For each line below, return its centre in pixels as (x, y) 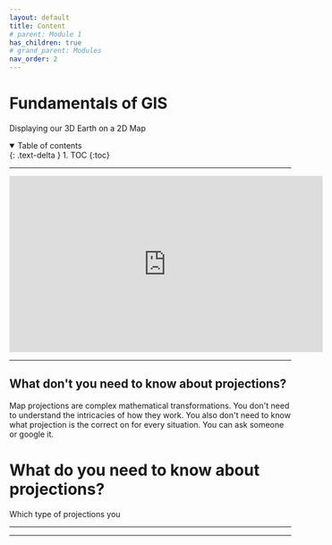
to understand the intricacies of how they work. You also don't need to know (150, 415)
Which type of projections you (65, 514)
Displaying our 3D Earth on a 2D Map (77, 128)
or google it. (32, 434)
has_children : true (46, 43)
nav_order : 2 (34, 59)
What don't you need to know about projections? (148, 384)
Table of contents (50, 145)
